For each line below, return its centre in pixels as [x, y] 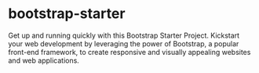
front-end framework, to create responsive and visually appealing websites [129, 52]
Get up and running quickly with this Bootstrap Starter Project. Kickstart [124, 35]
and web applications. [44, 60]
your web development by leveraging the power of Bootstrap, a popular [124, 43]
